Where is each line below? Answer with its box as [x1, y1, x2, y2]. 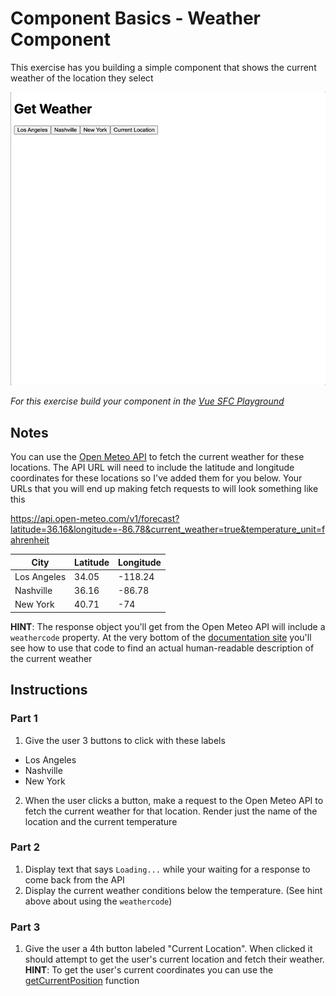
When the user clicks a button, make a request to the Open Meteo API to [24, 794, 324, 806]
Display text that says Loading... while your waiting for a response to [24, 863, 311, 875]
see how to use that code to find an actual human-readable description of [10, 642, 315, 654]
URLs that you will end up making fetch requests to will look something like [10, 483, 319, 495]
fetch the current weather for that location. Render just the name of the [24, 805, 318, 817]
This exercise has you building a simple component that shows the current [10, 61, 317, 73]
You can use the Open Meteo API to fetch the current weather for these [10, 451, 305, 463]
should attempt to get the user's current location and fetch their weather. [24, 953, 325, 966]
